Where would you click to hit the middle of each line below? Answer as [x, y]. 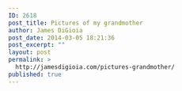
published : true [35, 74]
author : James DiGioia [45, 30]
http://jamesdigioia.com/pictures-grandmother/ [95, 67]
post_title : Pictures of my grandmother [76, 23]
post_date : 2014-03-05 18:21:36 [61, 38]
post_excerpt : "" [37, 45]
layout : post [30, 52]
